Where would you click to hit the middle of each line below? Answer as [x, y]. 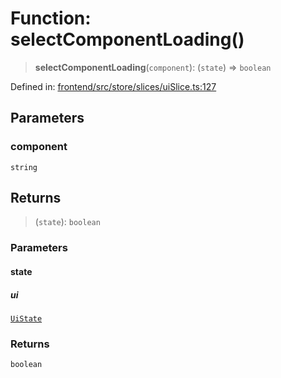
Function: [51, 18]
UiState [26, 318]
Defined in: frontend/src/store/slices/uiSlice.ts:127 [113, 86]
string [24, 167]
